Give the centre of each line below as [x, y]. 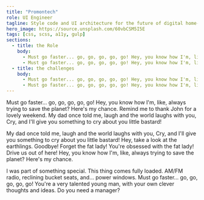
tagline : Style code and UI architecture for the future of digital [95, 23]
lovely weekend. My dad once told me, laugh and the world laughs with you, [101, 115]
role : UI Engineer [29, 18]
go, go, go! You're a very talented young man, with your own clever [90, 184]
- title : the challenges [43, 68]
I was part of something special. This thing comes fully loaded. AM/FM [95, 171]
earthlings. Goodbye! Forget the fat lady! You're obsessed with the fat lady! [100, 146]
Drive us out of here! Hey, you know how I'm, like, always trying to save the [100, 153]
